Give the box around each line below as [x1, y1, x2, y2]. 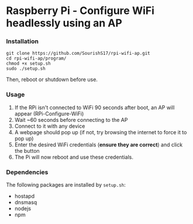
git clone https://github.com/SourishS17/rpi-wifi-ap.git [6, 51, 150, 57]
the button [14, 147, 40, 154]
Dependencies [6, 168, 49, 176]
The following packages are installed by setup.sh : [6, 181, 126, 188]
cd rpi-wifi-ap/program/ [6, 55, 67, 62]
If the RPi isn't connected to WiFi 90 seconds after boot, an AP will [14, 104, 175, 111]
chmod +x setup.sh [6, 61, 51, 66]
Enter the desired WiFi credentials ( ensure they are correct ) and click [14, 141, 183, 148]
